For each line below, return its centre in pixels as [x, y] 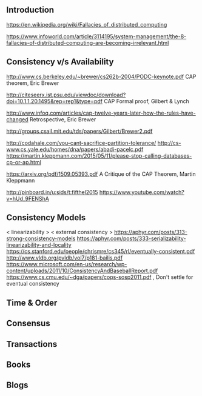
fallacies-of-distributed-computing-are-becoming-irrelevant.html [88, 42]
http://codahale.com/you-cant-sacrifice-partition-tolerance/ [81, 143]
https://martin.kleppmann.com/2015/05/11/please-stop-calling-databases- [99, 156]
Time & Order [32, 303]
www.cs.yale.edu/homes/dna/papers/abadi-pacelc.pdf [75, 149]
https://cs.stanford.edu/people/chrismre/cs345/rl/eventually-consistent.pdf [101, 252]
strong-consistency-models [41, 238]
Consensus [28, 324]
